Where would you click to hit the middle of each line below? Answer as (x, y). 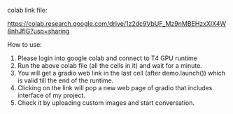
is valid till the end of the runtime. (65, 80)
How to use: (24, 44)
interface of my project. (51, 95)
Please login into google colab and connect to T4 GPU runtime (107, 58)
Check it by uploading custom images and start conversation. (106, 103)
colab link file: (27, 10)
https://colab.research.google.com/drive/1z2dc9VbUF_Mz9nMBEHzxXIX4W (117, 23)
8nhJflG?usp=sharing (38, 31)
